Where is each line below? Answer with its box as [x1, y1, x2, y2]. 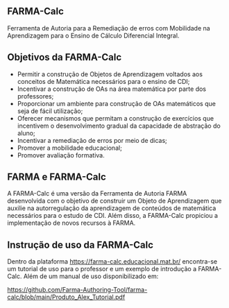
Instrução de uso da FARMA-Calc [7, 239, 154, 250]
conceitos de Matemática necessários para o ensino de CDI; [17, 77, 190, 85]
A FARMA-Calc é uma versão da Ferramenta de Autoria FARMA [7, 189, 187, 198]
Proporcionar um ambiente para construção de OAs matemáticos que [17, 99, 217, 108]
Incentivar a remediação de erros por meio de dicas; [17, 136, 168, 144]
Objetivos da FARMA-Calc [7, 51, 122, 63]
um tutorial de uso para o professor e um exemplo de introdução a [7, 265, 196, 273]
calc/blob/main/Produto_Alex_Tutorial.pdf [7, 293, 126, 301]
